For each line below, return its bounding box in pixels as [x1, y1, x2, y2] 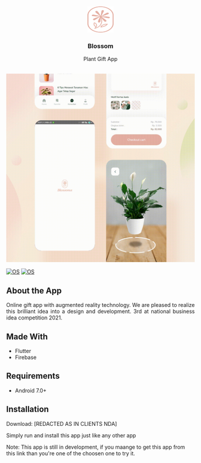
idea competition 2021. [6, 314, 63, 321]
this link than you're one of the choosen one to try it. [6, 449, 136, 457]
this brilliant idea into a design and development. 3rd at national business [6, 308, 195, 315]
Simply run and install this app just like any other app [6, 431, 136, 439]
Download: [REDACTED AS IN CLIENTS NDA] [6, 420, 117, 427]
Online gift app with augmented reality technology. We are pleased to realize [6, 301, 195, 309]
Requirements [6, 371, 60, 381]
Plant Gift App [83, 56, 118, 63]
